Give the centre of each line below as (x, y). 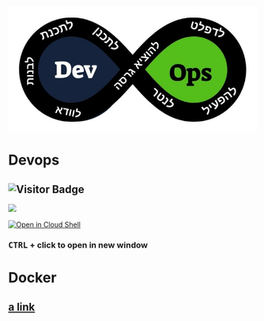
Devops (34, 160)
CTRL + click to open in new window (78, 245)
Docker (32, 278)
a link (22, 307)
